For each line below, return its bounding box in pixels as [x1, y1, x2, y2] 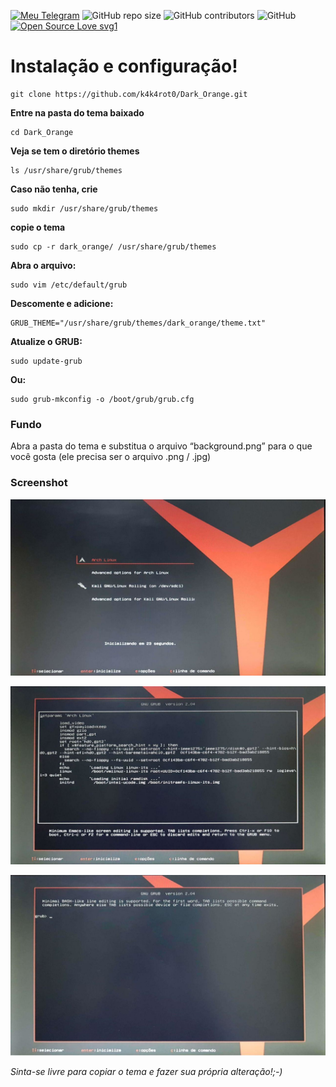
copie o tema [10, 221, 66, 233]
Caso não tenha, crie [10, 183, 98, 195]
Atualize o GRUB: [10, 335, 83, 347]
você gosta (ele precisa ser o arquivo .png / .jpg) [10, 451, 212, 463]
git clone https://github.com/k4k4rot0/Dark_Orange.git [10, 89, 248, 99]
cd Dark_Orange [10, 127, 74, 137]
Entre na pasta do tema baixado [10, 106, 145, 119]
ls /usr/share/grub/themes [10, 165, 123, 175]
